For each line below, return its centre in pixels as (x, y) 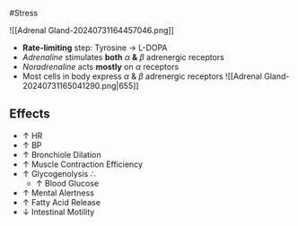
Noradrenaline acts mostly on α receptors (101, 67)
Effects (30, 114)
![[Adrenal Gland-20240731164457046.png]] (92, 30)
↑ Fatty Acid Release (61, 202)
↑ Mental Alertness (58, 193)
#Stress (24, 13)
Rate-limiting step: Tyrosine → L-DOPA (95, 48)
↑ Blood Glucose (67, 183)
